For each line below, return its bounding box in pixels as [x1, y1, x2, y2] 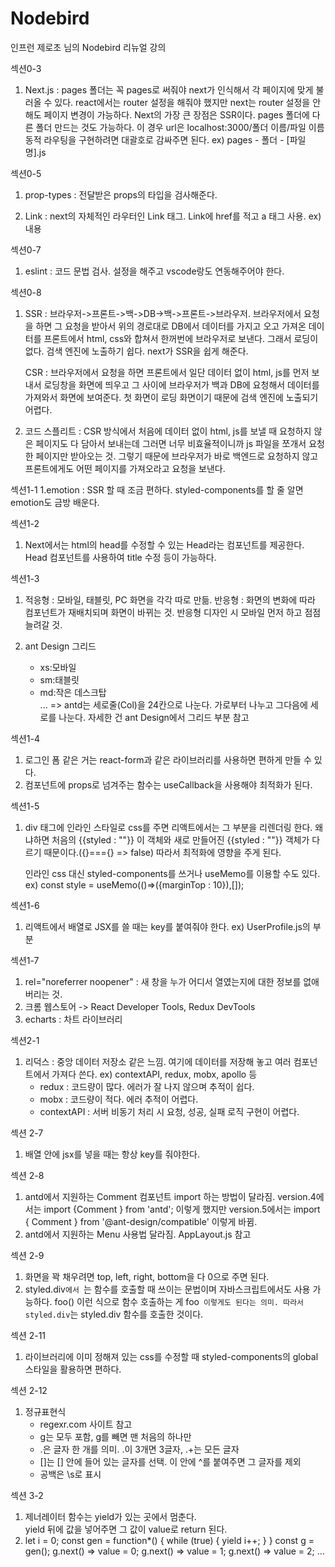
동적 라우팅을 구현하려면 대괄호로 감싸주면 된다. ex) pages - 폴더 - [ [24, 133, 290, 146]
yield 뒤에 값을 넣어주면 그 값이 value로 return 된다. [24, 1523, 228, 1535]
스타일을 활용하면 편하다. [24, 1363, 122, 1375]
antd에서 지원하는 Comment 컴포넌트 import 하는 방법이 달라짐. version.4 [24, 1190, 317, 1202]
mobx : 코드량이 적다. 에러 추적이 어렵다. [39, 1093, 199, 1105]
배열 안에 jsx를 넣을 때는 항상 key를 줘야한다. [24, 1148, 201, 1160]
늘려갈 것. [24, 618, 63, 631]
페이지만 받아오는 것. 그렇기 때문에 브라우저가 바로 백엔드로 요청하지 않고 [35, 450, 319, 462]
